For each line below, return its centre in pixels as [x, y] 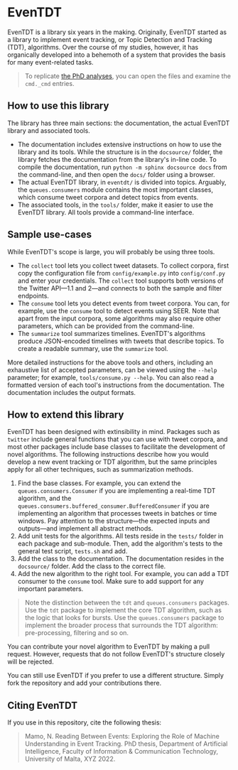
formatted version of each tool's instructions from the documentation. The [116, 385]
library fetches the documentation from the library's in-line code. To [117, 159]
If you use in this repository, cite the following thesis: [85, 722]
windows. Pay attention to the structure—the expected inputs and [114, 521]
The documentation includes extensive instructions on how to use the [119, 144]
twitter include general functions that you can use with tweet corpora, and [118, 439]
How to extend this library [66, 414]
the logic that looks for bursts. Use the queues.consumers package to [124, 618]
